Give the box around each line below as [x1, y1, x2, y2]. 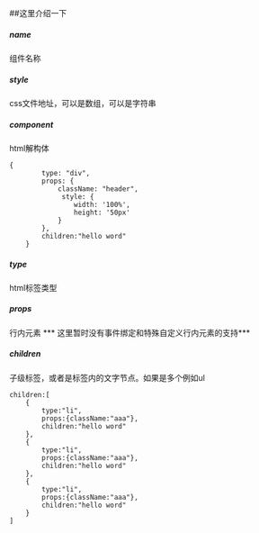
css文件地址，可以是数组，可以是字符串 [9, 97, 156, 108]
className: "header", [57, 184, 139, 194]
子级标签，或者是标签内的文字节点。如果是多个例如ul [9, 372, 205, 383]
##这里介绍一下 [9, 8, 67, 18]
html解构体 [9, 142, 49, 153]
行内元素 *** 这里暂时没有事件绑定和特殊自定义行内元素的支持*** [9, 327, 250, 338]
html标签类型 [9, 282, 58, 293]
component [9, 119, 54, 130]
